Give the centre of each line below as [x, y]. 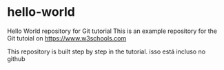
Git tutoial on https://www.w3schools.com [67, 38]
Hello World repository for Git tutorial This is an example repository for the [112, 31]
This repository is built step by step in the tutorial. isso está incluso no [106, 51]
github [16, 58]
